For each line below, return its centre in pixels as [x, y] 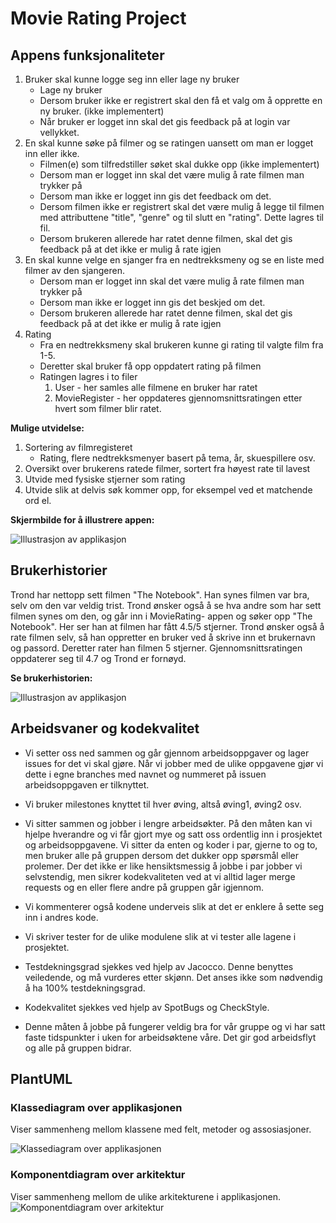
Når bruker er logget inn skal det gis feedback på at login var [165, 121]
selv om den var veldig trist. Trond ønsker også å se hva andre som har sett [166, 605]
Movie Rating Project [98, 18]
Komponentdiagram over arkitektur [98, 1175]
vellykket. [59, 132]
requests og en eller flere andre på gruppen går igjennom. [144, 887]
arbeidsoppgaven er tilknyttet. [87, 784]
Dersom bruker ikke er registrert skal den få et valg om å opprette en [181, 100]
